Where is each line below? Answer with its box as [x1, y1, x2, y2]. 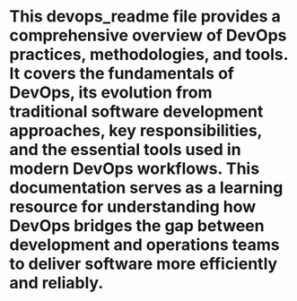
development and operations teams [9, 235, 280, 255]
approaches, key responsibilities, [9, 121, 263, 141]
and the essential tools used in [9, 140, 241, 160]
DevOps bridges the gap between [9, 216, 265, 236]
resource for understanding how [9, 197, 257, 217]
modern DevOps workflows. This [9, 159, 260, 179]
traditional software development [9, 101, 264, 122]
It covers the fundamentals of [9, 64, 235, 84]
